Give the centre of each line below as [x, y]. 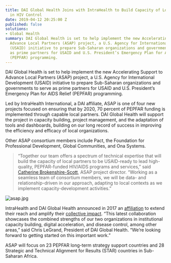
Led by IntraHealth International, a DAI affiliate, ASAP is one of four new [80, 104]
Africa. [31, 256]
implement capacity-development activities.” [65, 188]
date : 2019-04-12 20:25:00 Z [36, 19]
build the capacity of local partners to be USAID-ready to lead [83, 161]
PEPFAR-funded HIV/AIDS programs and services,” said [93, 167]
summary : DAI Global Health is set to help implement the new [73, 39]
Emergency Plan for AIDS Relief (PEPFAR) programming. [64, 94]
